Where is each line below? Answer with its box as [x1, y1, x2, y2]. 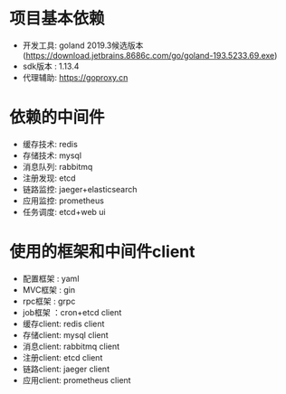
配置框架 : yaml [22, 273, 80, 284]
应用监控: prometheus [22, 195, 104, 206]
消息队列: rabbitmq [22, 161, 93, 172]
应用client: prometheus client [22, 374, 131, 385]
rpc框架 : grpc [22, 295, 76, 306]
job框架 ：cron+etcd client [22, 306, 122, 317]
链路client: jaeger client [22, 363, 110, 374]
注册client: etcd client [22, 352, 103, 362]
